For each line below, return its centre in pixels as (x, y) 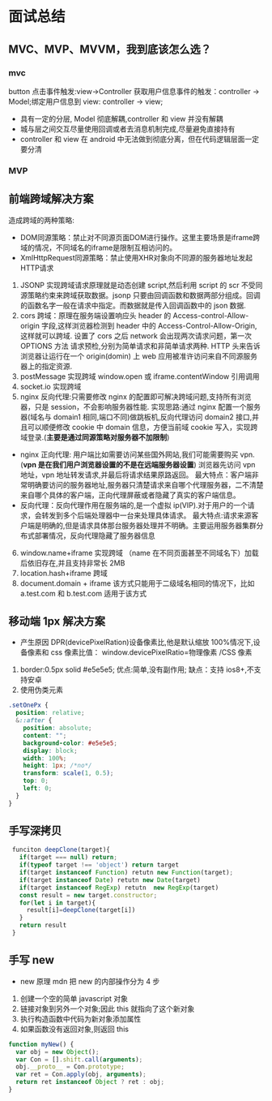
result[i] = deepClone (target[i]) (81, 910)
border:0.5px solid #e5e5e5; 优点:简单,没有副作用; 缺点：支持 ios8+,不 (137, 669)
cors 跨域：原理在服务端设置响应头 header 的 (96, 315)
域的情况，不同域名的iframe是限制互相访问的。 (98, 247)
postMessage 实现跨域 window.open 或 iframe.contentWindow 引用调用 (140, 376)
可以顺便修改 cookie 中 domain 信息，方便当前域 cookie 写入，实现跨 (142, 427)
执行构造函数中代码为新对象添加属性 (81, 1018)
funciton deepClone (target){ (61, 850)
